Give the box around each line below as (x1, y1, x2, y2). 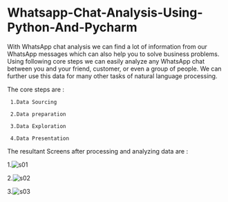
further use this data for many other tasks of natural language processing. (7, 71, 218, 80)
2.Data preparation (10, 111, 67, 118)
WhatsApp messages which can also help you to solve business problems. (7, 50, 220, 58)
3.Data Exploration (10, 122, 67, 129)
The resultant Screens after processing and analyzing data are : (7, 147, 189, 155)
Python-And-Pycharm (7, 19, 137, 35)
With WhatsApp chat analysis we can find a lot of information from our (7, 42, 207, 50)
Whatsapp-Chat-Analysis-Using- (7, 5, 203, 21)
